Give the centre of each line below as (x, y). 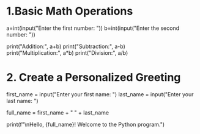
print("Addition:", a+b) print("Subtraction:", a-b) (66, 46)
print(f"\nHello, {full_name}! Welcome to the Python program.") (86, 124)
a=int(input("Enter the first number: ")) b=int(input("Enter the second (93, 28)
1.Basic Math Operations (70, 11)
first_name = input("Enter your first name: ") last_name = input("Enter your (100, 94)
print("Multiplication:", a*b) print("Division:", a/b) (67, 52)
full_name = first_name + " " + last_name (57, 112)
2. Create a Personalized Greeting (94, 78)
